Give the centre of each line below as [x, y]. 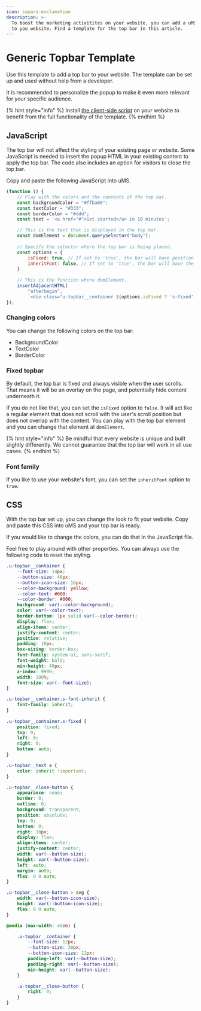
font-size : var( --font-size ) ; [55, 683]
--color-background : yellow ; [53, 588]
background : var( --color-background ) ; [65, 605]
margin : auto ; [34, 871]
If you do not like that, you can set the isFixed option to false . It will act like [99, 408]
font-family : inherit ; [45, 705]
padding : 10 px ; [36, 644]
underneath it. [24, 396]
